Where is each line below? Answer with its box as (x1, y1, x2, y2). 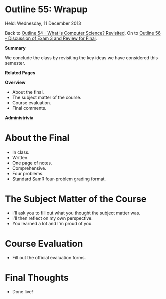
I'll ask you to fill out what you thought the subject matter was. (12, 210, 141, 216)
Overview (5, 79, 26, 85)
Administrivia (5, 114, 34, 121)
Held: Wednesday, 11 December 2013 (5, 20, 81, 26)
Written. (12, 154, 29, 160)
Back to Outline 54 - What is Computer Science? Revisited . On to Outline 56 (5, 30, 161, 36)
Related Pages (5, 69, 36, 76)
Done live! (12, 288, 33, 294)
